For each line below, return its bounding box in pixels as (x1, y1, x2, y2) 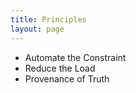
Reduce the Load (24, 62, 96, 74)
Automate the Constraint (24, 51, 127, 63)
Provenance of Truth (24, 72, 110, 85)
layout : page (10, 24, 65, 34)
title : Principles (10, 14, 87, 25)
